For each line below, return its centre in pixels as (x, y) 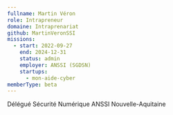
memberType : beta (32, 85)
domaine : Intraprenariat (43, 26)
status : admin (40, 59)
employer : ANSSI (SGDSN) (55, 65)
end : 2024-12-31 (43, 53)
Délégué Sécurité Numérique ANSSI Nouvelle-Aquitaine (86, 104)
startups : (34, 71)
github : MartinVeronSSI (42, 33)
